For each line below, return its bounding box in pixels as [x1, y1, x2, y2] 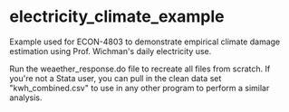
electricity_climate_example [9, 6, 225, 27]
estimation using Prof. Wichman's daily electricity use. [9, 45, 212, 56]
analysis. [9, 92, 43, 103]
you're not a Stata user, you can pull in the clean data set [9, 72, 222, 83]
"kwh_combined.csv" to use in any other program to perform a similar [9, 82, 270, 93]
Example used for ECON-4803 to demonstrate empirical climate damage [9, 36, 281, 47]
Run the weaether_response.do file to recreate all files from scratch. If [9, 63, 271, 74]
